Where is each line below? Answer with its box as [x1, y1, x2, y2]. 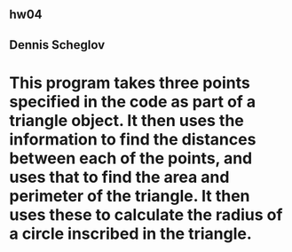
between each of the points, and [9, 148, 253, 168]
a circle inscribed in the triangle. [9, 224, 253, 243]
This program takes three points [9, 73, 250, 92]
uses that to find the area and [9, 167, 230, 187]
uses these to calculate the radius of [9, 204, 283, 224]
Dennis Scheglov [9, 37, 105, 52]
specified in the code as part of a [9, 91, 256, 112]
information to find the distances [9, 129, 256, 149]
